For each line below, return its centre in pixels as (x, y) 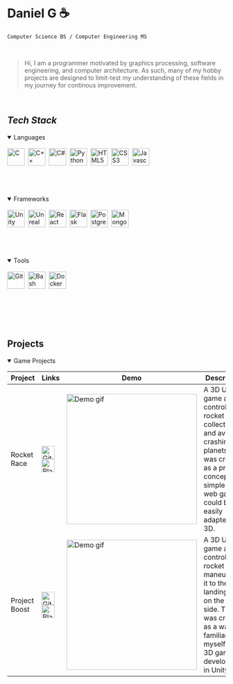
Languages (29, 137)
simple (214, 485)
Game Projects (35, 360)
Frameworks (32, 199)
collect (215, 424)
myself (215, 644)
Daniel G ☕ (38, 14)
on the (214, 600)
